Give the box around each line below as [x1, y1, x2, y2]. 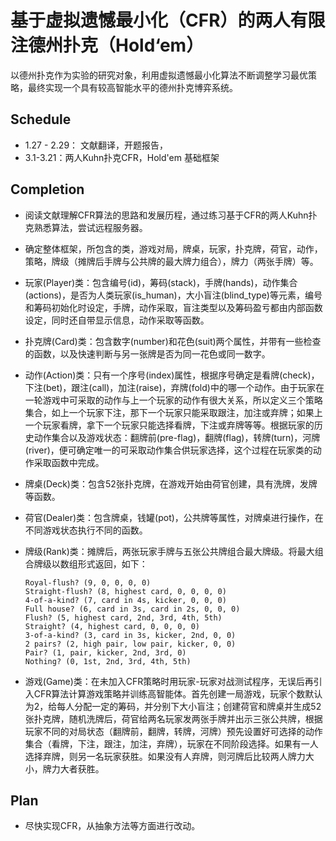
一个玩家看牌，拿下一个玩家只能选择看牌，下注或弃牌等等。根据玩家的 [24, 419, 315, 431]
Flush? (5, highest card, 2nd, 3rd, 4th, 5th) [24, 612, 223, 623]
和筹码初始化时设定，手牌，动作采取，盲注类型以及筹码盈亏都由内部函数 [24, 301, 323, 313]
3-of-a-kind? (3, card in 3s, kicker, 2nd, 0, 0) [24, 630, 237, 640]
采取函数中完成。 [33, 456, 105, 468]
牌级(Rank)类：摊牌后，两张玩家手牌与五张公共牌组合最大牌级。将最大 [24, 545, 315, 557]
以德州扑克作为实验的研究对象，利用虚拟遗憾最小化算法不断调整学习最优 [10, 69, 308, 81]
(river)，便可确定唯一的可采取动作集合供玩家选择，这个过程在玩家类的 [24, 444, 313, 456]
